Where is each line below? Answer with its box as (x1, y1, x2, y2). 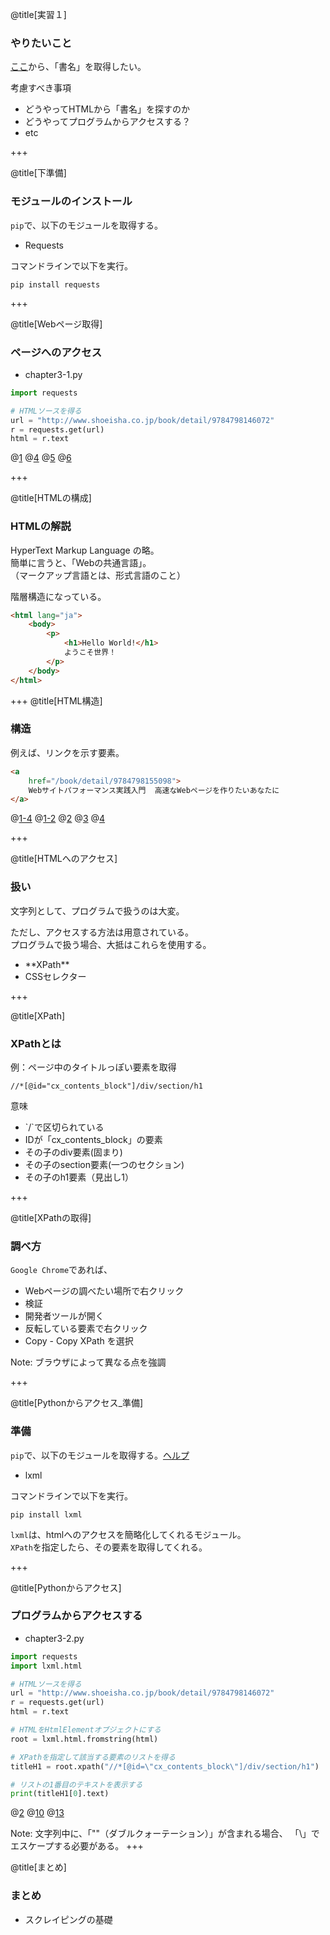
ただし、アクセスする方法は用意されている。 (10, 926, 194, 938)
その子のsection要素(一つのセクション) (24, 1158, 185, 1170)
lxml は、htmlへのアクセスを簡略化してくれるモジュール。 (10, 1528, 247, 1540)
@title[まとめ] (10, 1861, 67, 1873)
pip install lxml (10, 1509, 83, 1520)
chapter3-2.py (24, 1632, 85, 1644)
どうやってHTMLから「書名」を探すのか (24, 103, 191, 115)
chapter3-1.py (24, 368, 83, 380)
